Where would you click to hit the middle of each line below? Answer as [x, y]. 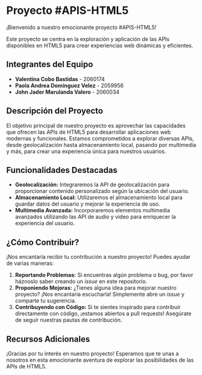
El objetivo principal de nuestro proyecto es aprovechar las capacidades [96, 125]
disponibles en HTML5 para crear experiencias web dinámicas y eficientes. [100, 45]
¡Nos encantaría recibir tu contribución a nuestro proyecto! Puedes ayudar [99, 257]
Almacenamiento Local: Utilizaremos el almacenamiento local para [99, 198]
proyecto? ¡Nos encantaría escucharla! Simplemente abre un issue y [100, 295]
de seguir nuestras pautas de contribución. [68, 320]
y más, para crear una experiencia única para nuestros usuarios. [86, 151]
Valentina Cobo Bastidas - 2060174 [60, 79]
